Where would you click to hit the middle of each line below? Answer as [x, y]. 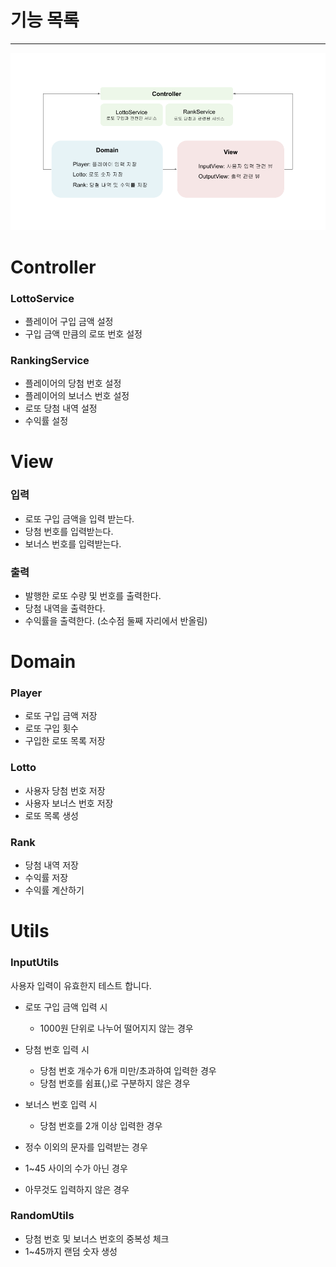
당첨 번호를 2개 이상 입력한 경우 [101, 1125]
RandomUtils [42, 1216]
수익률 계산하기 [54, 890]
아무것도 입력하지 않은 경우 [77, 1189]
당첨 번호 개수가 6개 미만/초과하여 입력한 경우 [128, 1070]
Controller [53, 267]
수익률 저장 [46, 878]
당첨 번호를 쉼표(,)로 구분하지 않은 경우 [115, 1083]
